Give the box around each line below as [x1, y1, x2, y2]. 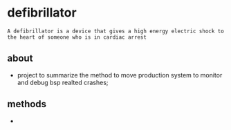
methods [7, 98, 47, 110]
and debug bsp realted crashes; [17, 78, 109, 86]
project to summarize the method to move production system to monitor [17, 71, 223, 79]
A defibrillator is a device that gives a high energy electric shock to [7, 28, 225, 35]
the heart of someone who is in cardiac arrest [7, 33, 147, 41]
